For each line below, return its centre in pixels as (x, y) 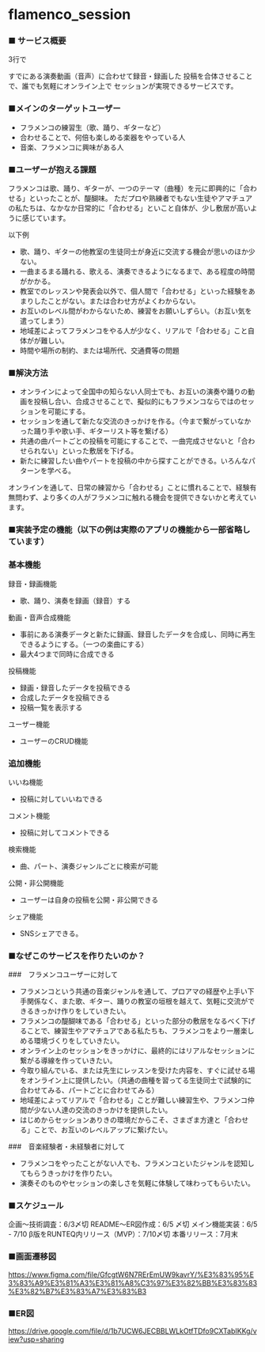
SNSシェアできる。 (51, 933)
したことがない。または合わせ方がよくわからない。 (117, 301)
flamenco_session (70, 15)
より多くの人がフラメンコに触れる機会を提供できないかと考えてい (150, 498)
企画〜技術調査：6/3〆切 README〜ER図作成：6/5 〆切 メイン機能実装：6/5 (133, 1225)
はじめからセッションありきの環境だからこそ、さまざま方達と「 (123, 1120)
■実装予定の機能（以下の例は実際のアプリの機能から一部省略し (129, 530)
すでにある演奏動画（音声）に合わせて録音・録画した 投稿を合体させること (131, 76)
